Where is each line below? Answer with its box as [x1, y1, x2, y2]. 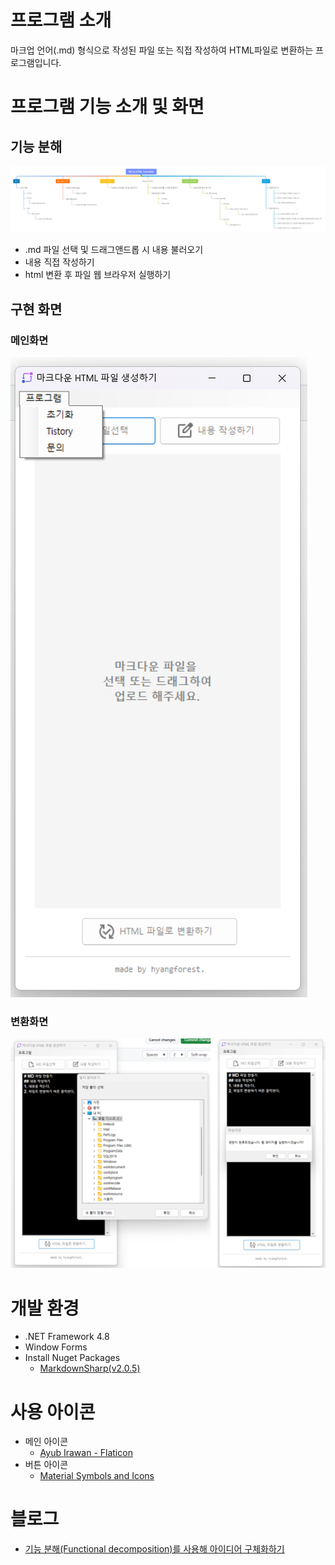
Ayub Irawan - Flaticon [39, 1447, 133, 1459]
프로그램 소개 [10, 9, 112, 32]
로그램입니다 [10, 56, 60, 68]
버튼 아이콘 [24, 1459, 69, 1471]
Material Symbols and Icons [39, 1470, 155, 1482]
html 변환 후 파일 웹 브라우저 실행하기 [24, 269, 172, 281]
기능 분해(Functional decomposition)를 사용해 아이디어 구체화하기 [24, 1543, 285, 1555]
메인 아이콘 [24, 1436, 69, 1448]
